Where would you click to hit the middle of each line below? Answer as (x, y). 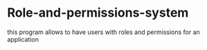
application (23, 39)
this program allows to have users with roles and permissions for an (104, 32)
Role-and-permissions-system (98, 13)
